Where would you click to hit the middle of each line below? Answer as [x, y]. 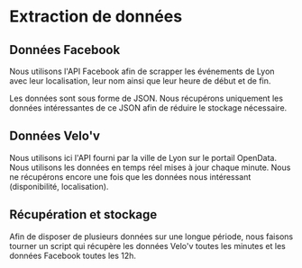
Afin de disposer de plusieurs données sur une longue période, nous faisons [151, 237]
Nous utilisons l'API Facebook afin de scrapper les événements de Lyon [142, 71]
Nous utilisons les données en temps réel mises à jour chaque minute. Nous [150, 167]
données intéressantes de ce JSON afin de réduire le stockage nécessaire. [148, 108]
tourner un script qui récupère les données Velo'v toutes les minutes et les [147, 246]
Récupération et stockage [83, 214]
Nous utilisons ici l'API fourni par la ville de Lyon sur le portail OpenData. [143, 157]
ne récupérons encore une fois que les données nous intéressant [130, 176]
